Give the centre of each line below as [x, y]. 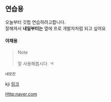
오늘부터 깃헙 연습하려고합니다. [36, 22]
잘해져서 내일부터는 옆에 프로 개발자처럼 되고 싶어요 [55, 28]
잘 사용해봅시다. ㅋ [36, 64]
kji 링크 [12, 84]
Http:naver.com [21, 94]
